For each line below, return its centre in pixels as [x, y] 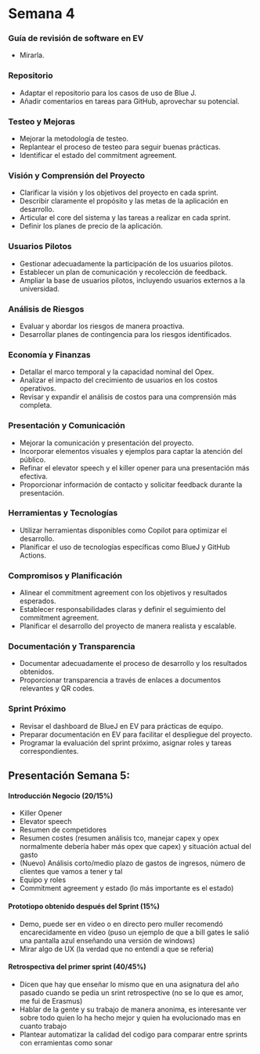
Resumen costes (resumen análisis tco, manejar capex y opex [119, 838]
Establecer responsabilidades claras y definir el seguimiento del [122, 609]
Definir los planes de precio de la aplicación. [91, 226]
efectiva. [34, 476]
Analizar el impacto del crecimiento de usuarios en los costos [118, 380]
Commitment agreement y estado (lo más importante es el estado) [126, 888]
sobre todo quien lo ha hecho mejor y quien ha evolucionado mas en [130, 1017]
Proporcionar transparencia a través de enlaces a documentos [120, 680]
